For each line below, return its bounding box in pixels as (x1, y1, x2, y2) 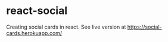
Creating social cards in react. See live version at (6, 23, 126, 30)
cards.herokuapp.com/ (6, 29, 63, 36)
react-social (6, 4, 68, 17)
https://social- (127, 23, 162, 30)
